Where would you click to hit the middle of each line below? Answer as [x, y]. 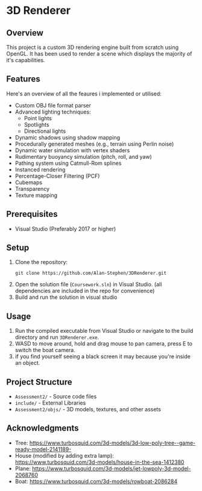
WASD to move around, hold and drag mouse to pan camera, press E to [104, 344]
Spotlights [36, 124]
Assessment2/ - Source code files [56, 397]
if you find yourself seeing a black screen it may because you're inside [103, 356]
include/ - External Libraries [50, 403]
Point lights [38, 118]
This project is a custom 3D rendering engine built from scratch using [93, 47]
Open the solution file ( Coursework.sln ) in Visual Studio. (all [88, 284]
